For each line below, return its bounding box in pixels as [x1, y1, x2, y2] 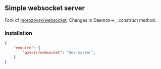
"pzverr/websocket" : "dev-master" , [22, 50, 96, 55]
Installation [4, 29, 33, 36]
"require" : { [13, 45, 41, 50]
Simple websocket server [4, 4, 85, 12]
